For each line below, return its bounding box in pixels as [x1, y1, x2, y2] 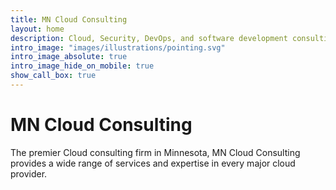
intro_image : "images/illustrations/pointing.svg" [10, 42, 226, 53]
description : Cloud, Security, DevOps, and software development [10, 33, 288, 43]
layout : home [10, 24, 65, 34]
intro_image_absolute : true [10, 52, 128, 62]
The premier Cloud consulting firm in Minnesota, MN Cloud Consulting [10, 146, 301, 158]
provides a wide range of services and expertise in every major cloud [10, 157, 296, 169]
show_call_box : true [10, 71, 97, 81]
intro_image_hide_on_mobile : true [10, 61, 155, 71]
